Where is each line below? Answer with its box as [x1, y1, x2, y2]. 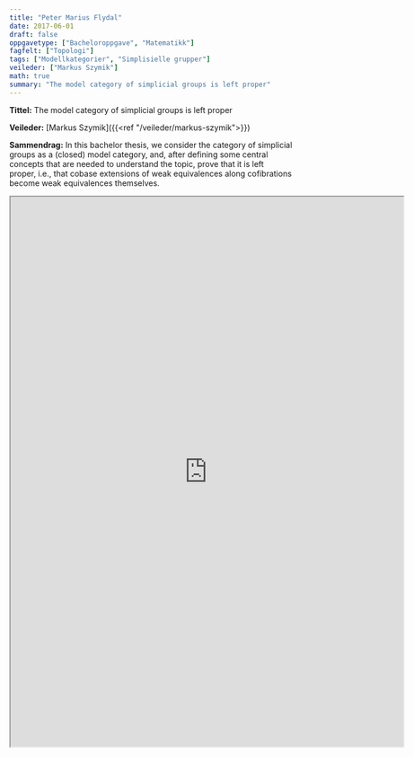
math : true [9, 72, 50, 81]
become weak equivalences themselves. [9, 177, 160, 189]
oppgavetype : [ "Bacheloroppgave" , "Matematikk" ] [9, 38, 195, 48]
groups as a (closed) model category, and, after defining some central [9, 149, 269, 160]
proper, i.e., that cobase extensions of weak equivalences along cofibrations [9, 168, 292, 179]
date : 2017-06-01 [9, 22, 75, 31]
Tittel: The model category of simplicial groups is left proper [9, 104, 233, 115]
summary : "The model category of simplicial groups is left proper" [9, 80, 271, 89]
